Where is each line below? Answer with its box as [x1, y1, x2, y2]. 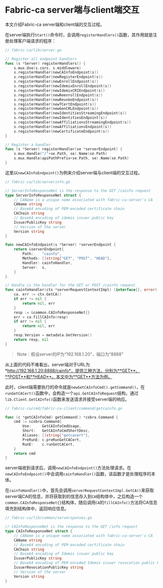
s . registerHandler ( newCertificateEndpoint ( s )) [14, 129, 110, 134]
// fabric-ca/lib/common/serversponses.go [5, 515, 92, 520]
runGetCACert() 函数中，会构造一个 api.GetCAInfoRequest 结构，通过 [5, 390, 139, 396]
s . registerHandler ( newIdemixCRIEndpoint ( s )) [14, 88, 105, 93]
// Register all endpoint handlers [5, 57, 77, 61]
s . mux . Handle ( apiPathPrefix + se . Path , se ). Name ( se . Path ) [14, 156, 130, 161]
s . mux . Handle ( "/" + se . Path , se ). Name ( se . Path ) [14, 152, 108, 156]
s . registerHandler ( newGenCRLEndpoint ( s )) [14, 106, 98, 111]
